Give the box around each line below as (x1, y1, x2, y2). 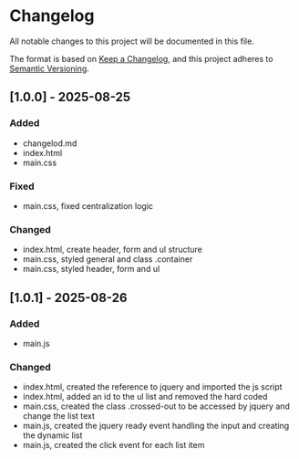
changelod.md (22, 138, 77, 149)
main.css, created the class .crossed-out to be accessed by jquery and (22, 401, 290, 412)
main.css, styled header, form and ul (22, 264, 160, 275)
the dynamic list (22, 430, 83, 441)
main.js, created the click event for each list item (22, 440, 205, 451)
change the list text (22, 411, 96, 422)
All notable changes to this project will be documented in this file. (9, 36, 255, 47)
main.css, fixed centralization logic (22, 200, 153, 211)
